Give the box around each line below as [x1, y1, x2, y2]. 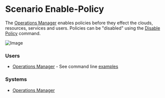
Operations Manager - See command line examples [12, 63, 119, 70]
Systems [5, 76, 27, 83]
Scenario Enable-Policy [5, 3, 104, 15]
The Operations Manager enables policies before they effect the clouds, [5, 20, 153, 26]
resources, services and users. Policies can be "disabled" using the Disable [5, 25, 161, 31]
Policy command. [5, 30, 41, 36]
